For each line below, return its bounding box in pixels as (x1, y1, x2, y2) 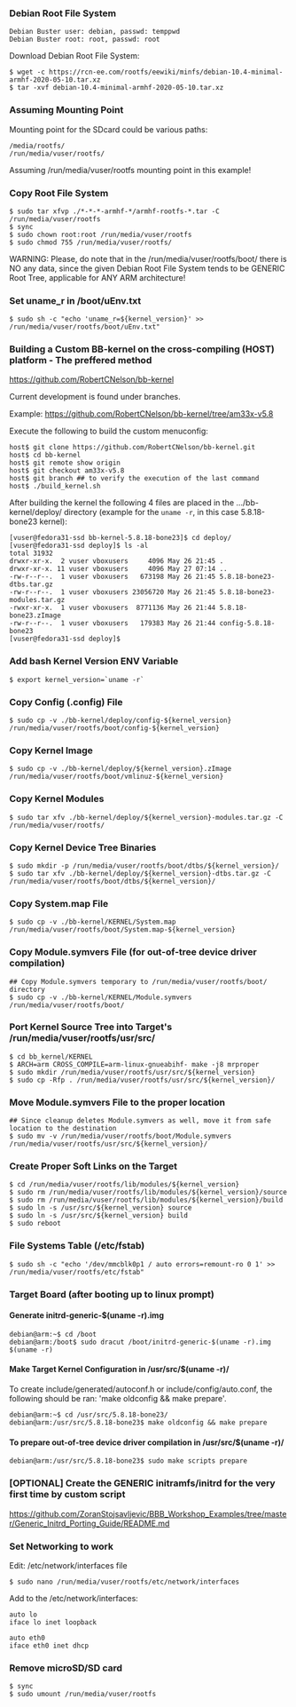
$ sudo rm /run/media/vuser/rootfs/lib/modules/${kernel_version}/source (9, 1188, 288, 1197)
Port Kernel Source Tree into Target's (9, 1020, 173, 1033)
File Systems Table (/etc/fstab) (9, 1240, 145, 1252)
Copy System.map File (9, 897, 109, 909)
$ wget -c (9, 67, 46, 77)
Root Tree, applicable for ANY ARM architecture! (9, 272, 186, 282)
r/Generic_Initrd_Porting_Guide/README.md (9, 1518, 170, 1528)
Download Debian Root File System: (9, 51, 140, 61)
